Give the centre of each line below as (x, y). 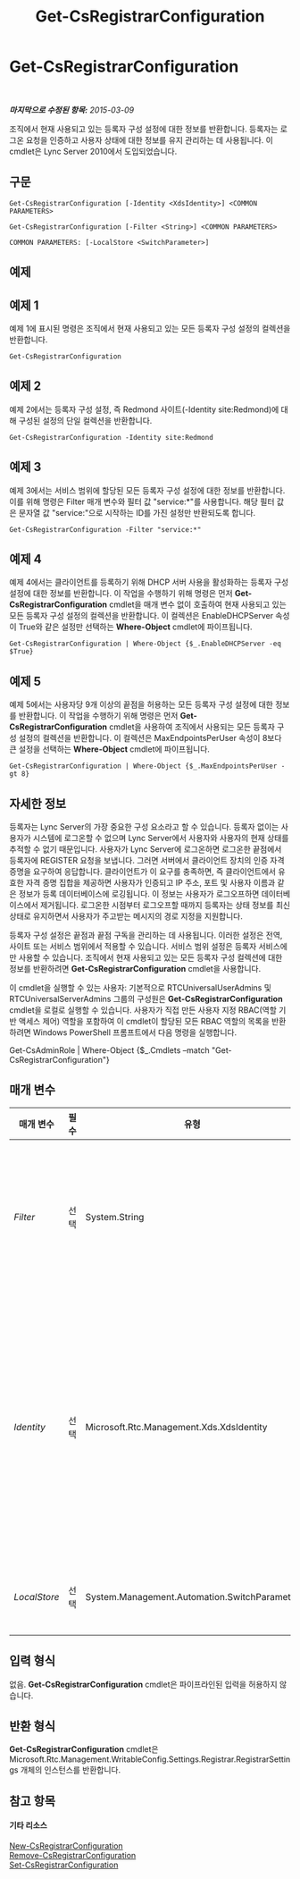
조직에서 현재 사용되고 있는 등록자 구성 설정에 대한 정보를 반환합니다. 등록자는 (144, 129)
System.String (115, 1217)
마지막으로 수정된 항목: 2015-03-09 (72, 110)
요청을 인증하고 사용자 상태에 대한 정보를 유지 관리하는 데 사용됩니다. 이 (150, 139)
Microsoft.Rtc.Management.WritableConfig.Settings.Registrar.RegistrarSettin (150, 1759)
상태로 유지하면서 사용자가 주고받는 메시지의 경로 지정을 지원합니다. (126, 916)
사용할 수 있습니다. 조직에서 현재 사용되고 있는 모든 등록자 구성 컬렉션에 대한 (150, 957)
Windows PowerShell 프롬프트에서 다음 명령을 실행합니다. (135, 1032)
